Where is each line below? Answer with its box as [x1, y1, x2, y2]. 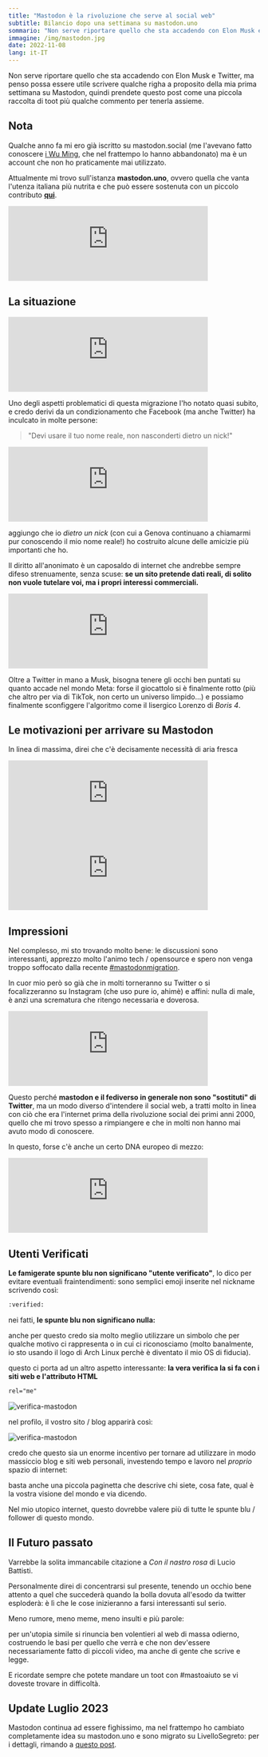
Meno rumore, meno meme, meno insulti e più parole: [8, 1613, 185, 1623]
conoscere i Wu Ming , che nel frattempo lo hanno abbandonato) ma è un [8, 149, 247, 158]
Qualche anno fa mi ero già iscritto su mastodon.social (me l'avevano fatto [8, 141, 253, 150]
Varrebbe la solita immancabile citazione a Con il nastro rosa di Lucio [8, 1557, 236, 1567]
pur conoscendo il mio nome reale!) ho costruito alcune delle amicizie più [8, 536, 249, 546]
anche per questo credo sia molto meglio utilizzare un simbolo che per [8, 1330, 240, 1340]
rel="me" [8, 1387, 37, 1395]
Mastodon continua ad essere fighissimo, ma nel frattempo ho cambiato [8, 1723, 245, 1732]
